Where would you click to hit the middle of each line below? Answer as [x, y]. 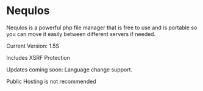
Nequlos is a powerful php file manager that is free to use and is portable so [102, 27]
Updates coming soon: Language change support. [69, 69]
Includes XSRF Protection [38, 57]
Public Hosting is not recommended [51, 81]
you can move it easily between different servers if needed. [81, 34]
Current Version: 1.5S [33, 46]
